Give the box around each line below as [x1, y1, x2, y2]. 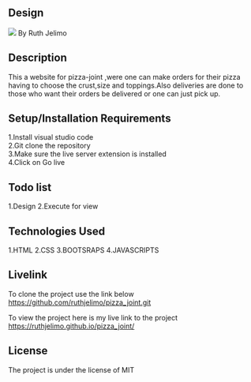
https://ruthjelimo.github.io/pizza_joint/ [8, 321, 135, 331]
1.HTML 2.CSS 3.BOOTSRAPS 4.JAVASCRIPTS [8, 245, 159, 255]
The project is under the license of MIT [8, 365, 135, 374]
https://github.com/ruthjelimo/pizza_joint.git [8, 298, 152, 307]
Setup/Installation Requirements [8, 112, 171, 125]
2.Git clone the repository [8, 141, 91, 151]
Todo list [8, 181, 52, 194]
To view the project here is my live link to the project [8, 313, 178, 322]
